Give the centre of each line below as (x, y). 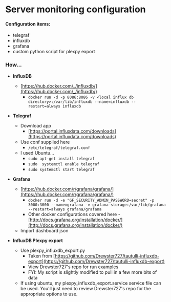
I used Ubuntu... (37, 153)
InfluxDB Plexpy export (38, 240)
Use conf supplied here (45, 142)
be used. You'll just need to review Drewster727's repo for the (85, 288)
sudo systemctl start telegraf (61, 169)
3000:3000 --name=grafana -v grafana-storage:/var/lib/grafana (97, 205)
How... (14, 65)
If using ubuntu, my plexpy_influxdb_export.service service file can (91, 283)
